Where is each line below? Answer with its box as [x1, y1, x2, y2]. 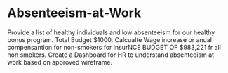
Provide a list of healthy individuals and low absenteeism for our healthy [7, 28, 215, 36]
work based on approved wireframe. [7, 58, 113, 66]
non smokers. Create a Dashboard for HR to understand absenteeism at [7, 51, 215, 59]
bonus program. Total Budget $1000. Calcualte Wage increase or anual [7, 35, 213, 44]
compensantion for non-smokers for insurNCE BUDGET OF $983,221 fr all [7, 43, 221, 51]
